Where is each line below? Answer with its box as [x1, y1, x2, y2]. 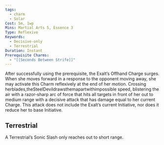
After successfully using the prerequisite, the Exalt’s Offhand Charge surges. [5, 71, 160, 76]
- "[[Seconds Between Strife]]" [9, 57, 76, 62]
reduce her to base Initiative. [5, 107, 63, 113]
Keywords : [5, 35, 25, 40]
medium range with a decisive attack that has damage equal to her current [5, 97, 155, 103]
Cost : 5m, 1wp [5, 21, 34, 26]
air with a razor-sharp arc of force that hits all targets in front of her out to [5, 92, 153, 97]
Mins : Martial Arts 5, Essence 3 [5, 25, 73, 30]
